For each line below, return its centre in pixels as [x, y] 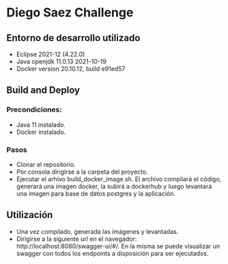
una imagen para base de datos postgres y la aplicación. [96, 194]
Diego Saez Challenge [70, 13]
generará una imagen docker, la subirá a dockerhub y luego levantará [114, 186]
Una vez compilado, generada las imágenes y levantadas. [97, 231]
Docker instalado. [41, 132]
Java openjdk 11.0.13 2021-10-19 [61, 62]
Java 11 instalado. [41, 124]
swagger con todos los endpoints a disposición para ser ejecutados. [112, 253]
